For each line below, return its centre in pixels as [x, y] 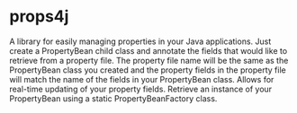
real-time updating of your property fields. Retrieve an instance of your [141, 89]
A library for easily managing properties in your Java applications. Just [140, 41]
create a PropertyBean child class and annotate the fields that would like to [148, 50]
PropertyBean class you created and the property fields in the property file [148, 70]
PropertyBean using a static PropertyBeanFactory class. [113, 98]
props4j [39, 17]
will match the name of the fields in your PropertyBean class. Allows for [142, 79]
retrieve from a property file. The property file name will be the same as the [149, 60]
